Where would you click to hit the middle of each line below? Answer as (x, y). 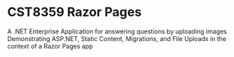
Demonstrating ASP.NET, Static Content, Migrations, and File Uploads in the (117, 38)
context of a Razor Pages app (50, 46)
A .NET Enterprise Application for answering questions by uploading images (117, 31)
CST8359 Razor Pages (74, 12)
